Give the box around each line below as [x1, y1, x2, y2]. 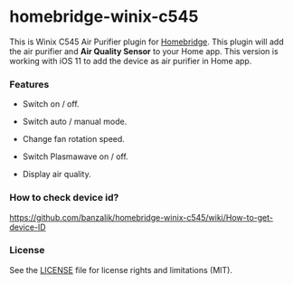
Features [9, 78, 50, 90]
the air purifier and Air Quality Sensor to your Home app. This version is [9, 45, 279, 56]
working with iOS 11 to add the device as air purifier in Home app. [9, 55, 252, 66]
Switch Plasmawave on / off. [22, 151, 128, 162]
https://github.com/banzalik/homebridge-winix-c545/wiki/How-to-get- [9, 212, 274, 222]
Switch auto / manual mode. [22, 116, 128, 128]
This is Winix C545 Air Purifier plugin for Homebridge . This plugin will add [9, 36, 285, 47]
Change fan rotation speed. [22, 134, 125, 145]
